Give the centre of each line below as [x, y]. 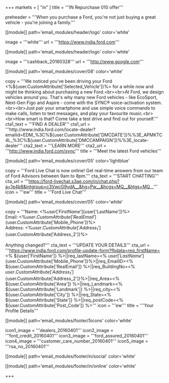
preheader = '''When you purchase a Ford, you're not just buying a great [81, 17]
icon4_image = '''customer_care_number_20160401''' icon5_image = [77, 341]
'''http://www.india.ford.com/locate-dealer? [50, 129]
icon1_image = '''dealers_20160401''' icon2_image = [59, 330]
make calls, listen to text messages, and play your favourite [67, 113]
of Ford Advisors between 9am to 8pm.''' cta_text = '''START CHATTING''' [82, 176]
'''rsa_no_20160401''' [27, 346]
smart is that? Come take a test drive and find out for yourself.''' [92, 119]
